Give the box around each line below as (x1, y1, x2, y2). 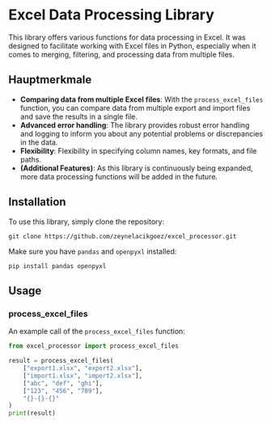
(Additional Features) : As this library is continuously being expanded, (19, 163, 253, 173)
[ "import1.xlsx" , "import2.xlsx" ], (23, 372, 143, 380)
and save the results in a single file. (19, 112, 138, 121)
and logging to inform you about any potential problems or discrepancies (19, 128, 264, 138)
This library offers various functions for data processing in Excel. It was (8, 32, 246, 42)
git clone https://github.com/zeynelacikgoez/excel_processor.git (8, 232, 237, 240)
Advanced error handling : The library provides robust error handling (19, 120, 250, 130)
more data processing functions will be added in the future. (19, 171, 218, 181)
